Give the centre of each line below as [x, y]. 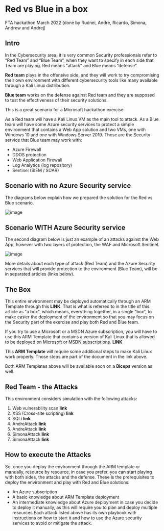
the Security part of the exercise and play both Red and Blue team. [72, 322]
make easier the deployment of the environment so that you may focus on [80, 317]
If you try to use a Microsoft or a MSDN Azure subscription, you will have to [81, 331]
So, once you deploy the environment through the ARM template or [73, 466]
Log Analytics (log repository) [42, 165]
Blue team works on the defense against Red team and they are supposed [80, 95]
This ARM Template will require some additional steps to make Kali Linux [79, 352]
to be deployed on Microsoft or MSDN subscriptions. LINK [64, 342]
